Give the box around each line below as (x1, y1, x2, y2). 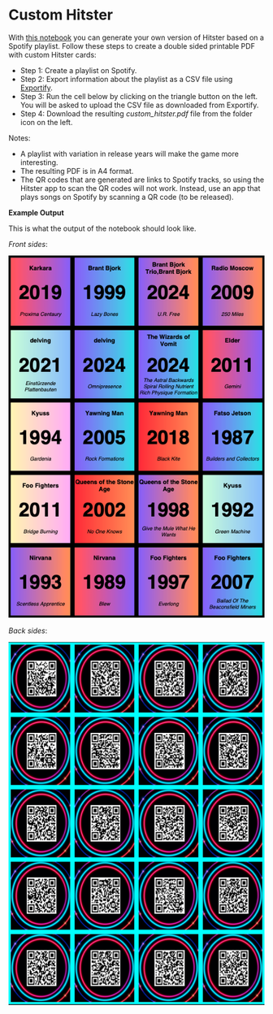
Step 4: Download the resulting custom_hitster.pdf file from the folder (19, 108, 253, 119)
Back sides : (8, 626, 48, 635)
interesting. (19, 157, 58, 167)
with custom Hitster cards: (8, 50, 97, 59)
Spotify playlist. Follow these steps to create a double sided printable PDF (8, 41, 256, 50)
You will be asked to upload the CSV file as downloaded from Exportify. (19, 100, 259, 110)
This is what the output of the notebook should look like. (8, 223, 197, 233)
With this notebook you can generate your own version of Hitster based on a (8, 32, 264, 42)
